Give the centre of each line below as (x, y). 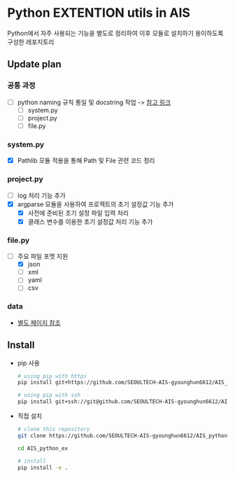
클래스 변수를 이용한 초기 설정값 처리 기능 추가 (90, 221)
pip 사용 (29, 363)
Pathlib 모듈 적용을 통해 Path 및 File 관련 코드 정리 (86, 161)
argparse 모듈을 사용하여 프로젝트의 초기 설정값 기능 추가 (95, 204)
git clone (32, 435)
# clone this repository (54, 429)
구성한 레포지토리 (31, 42)
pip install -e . (43, 468)
